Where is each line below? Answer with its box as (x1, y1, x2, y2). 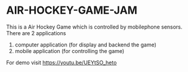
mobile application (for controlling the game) (14, 47, 125, 54)
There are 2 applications (6, 29, 66, 36)
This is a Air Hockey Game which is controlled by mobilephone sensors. (6, 23, 183, 30)
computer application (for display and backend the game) (14, 41, 157, 48)
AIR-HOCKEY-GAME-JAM (6, 4, 138, 17)
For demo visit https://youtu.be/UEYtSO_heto (6, 59, 117, 66)
